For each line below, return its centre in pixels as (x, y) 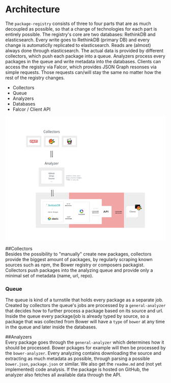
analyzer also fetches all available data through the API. (63, 375)
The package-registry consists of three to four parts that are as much (78, 23)
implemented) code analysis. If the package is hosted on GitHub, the (77, 369)
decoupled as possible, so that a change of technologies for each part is (81, 29)
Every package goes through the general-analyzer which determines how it (85, 342)
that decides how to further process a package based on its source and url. (84, 311)
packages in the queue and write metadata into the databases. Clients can (83, 61)
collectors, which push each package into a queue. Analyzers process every (85, 56)
